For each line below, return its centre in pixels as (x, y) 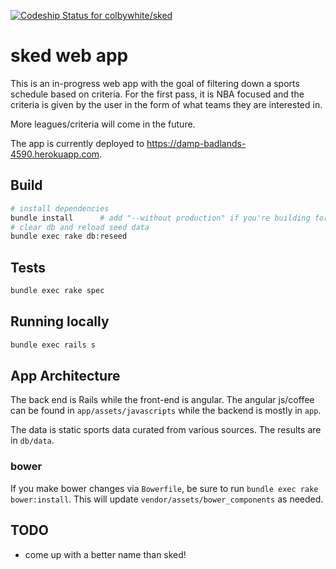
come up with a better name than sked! (105, 554)
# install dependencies (60, 208)
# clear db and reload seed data (80, 227)
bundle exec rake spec (57, 291)
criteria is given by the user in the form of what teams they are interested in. (166, 104)
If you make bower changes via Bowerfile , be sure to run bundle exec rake (164, 488)
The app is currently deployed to (77, 143)
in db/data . (32, 441)
